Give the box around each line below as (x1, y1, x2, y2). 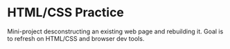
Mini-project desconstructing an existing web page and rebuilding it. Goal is (7, 27, 224, 35)
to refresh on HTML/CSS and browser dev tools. (7, 34, 145, 42)
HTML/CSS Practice (7, 5, 125, 20)
